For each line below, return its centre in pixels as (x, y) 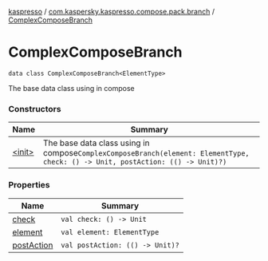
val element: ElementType (110, 232)
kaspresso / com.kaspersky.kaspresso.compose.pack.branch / (112, 12)
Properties (29, 185)
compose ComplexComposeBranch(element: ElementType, (146, 153)
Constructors (35, 109)
